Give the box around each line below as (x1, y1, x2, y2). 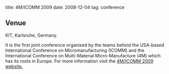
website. (5, 63, 23, 69)
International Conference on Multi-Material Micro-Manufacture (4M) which (5, 52, 161, 58)
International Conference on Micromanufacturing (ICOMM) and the (5, 47, 145, 53)
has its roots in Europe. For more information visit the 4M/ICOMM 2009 (5, 58, 153, 64)
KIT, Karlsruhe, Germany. (5, 32, 58, 38)
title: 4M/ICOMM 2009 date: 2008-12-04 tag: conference (5, 5, 125, 10)
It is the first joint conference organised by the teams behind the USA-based (5, 42, 164, 48)
